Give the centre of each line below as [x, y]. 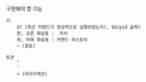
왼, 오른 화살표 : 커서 [42, 34]
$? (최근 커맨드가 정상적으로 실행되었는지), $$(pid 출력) [79, 27]
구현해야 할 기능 [24, 9]
